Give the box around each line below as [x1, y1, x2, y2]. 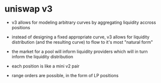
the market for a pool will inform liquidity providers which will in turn [11, 49, 148, 54]
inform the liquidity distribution [11, 53, 73, 59]
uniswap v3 [4, 3, 53, 15]
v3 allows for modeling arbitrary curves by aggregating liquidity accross [11, 19, 156, 25]
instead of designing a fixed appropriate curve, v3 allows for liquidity [11, 34, 150, 40]
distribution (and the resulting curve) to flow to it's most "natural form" [11, 39, 153, 45]
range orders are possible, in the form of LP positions [11, 72, 119, 78]
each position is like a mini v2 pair [11, 63, 80, 69]
